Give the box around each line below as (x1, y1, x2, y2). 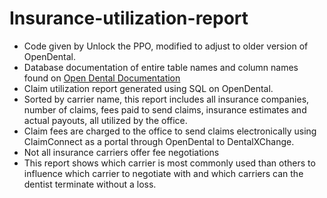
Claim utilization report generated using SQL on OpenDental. (23, 82, 274, 94)
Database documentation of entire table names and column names (23, 61, 299, 73)
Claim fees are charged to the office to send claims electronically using (23, 125, 317, 137)
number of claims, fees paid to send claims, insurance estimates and (23, 103, 307, 116)
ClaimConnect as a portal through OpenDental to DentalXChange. (23, 135, 295, 147)
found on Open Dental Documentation (23, 72, 181, 84)
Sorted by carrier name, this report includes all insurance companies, (23, 93, 310, 105)
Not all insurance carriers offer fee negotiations (23, 146, 220, 158)
